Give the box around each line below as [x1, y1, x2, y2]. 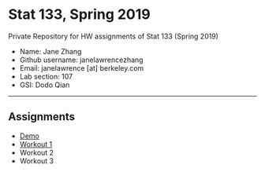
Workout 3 [19, 156, 54, 166]
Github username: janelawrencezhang [19, 55, 144, 64]
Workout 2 [19, 148, 54, 157]
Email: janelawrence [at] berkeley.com [19, 63, 144, 72]
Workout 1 [19, 139, 53, 148]
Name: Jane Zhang [19, 46, 82, 56]
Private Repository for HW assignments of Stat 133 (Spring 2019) [8, 31, 219, 41]
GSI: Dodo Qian [19, 80, 70, 90]
